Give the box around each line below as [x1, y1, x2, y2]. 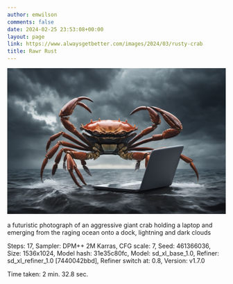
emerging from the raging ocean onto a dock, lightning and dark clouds [7, 228, 212, 236]
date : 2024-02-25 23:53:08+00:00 [7, 26, 104, 33]
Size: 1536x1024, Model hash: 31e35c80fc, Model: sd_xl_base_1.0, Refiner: [7, 249, 220, 257]
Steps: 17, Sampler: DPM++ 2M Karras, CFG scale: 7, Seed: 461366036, [7, 242, 212, 250]
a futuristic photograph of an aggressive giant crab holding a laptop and [7, 221, 213, 229]
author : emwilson [7, 11, 58, 18]
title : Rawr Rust [7, 48, 58, 55]
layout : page [7, 33, 45, 40]
